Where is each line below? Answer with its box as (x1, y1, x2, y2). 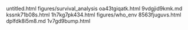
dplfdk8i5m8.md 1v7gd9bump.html (6, 18, 91, 24)
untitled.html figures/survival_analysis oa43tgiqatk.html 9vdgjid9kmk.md (6, 5, 183, 12)
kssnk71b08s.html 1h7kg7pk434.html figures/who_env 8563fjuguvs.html (6, 11, 182, 18)
